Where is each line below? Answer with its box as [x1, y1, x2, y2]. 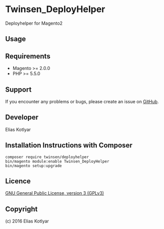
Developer [5, 113, 39, 122]
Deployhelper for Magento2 [5, 20, 63, 26]
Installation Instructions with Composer [5, 141, 133, 149]
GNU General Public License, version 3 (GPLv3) [5, 190, 104, 196]
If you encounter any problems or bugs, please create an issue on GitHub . [5, 98, 159, 104]
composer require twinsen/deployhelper [5, 155, 89, 160]
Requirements [5, 52, 50, 60]
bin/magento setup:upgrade [5, 163, 62, 168]
